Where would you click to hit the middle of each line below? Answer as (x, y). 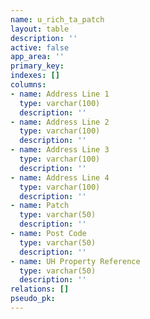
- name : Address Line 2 (60, 122)
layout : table (40, 29)
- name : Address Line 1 (60, 94)
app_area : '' (37, 57)
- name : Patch (40, 206)
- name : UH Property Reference (75, 261)
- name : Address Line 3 (60, 150)
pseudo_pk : (33, 299)
